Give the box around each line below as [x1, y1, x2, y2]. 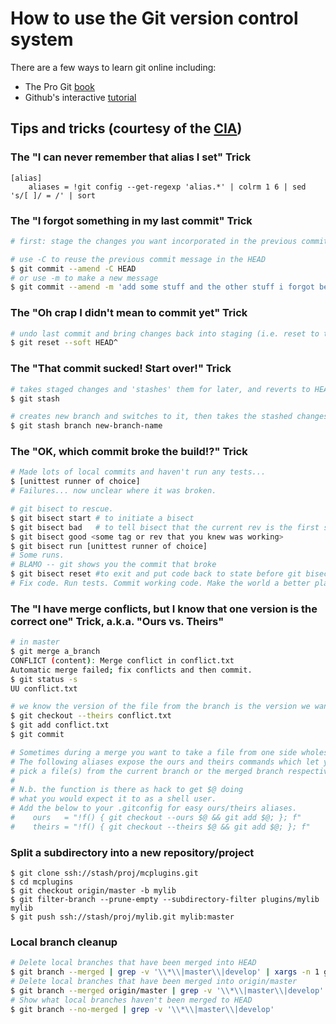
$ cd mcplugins [10, 877, 74, 887]
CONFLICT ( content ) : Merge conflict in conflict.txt [10, 655, 235, 666]
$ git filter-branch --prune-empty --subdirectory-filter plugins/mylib [10, 895, 320, 905]
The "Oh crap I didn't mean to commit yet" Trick [10, 306, 248, 320]
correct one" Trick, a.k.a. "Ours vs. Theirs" [10, 614, 225, 628]
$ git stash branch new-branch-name [10, 421, 163, 431]
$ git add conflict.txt [10, 720, 110, 731]
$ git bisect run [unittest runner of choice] [10, 541, 208, 551]
